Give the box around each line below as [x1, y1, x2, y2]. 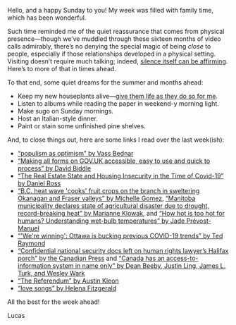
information [17, 262, 51, 270]
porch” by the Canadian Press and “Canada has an [17, 254, 166, 262]
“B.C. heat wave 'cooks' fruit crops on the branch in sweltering [17, 187, 200, 195]
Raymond [17, 239, 46, 247]
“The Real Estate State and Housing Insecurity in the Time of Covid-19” [17, 172, 224, 180]
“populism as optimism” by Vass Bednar [17, 149, 134, 157]
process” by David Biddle [17, 164, 92, 172]
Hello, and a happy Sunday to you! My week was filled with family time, [7, 6, 213, 14]
